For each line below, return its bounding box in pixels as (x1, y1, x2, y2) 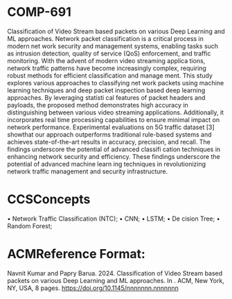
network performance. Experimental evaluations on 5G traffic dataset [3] (7, 123, 215, 131)
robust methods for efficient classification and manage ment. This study (7, 71, 213, 80)
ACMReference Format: (7, 246, 145, 262)
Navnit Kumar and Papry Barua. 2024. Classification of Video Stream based (7, 268, 223, 277)
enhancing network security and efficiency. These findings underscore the (7, 152, 220, 160)
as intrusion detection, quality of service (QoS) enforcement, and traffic (7, 49, 211, 58)
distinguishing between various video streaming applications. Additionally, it (7, 108, 224, 117)
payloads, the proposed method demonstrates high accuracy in (7, 101, 188, 109)
